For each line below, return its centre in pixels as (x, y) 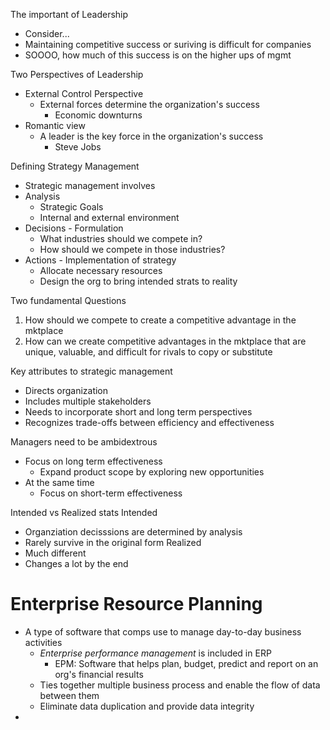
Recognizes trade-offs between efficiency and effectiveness (149, 422)
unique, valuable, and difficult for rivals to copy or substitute (148, 352)
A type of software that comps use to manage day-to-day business (163, 631)
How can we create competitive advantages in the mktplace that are (165, 341)
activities (43, 642)
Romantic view (55, 125)
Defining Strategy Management (75, 166)
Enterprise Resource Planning (136, 604)
